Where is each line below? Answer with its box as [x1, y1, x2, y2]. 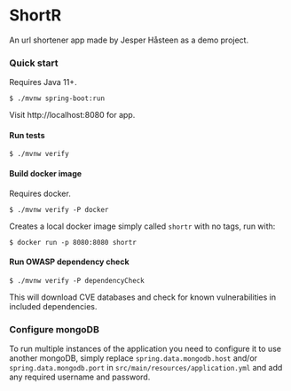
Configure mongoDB [9, 323, 99, 335]
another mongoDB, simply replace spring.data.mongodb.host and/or [9, 353, 258, 364]
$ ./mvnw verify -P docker [9, 205, 109, 214]
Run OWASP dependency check [9, 256, 130, 267]
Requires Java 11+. [9, 77, 77, 88]
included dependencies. [9, 301, 98, 311]
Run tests [9, 129, 45, 140]
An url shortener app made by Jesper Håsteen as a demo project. [9, 35, 249, 45]
